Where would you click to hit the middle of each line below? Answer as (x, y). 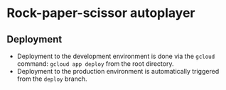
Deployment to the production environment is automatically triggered (118, 71)
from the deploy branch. (52, 79)
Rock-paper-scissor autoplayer (101, 13)
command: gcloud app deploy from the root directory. (95, 64)
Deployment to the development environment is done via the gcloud (116, 56)
